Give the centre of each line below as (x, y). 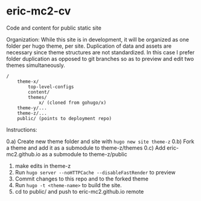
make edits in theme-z (43, 166)
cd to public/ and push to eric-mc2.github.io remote (79, 191)
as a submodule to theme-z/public (85, 154)
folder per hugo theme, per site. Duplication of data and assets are (89, 46)
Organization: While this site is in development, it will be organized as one (97, 39)
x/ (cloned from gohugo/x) (72, 103)
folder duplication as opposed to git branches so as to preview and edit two (100, 59)
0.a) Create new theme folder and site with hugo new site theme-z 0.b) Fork (100, 141)
